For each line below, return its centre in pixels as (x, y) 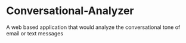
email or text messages (35, 33)
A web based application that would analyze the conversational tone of (93, 27)
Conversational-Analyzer (70, 11)
